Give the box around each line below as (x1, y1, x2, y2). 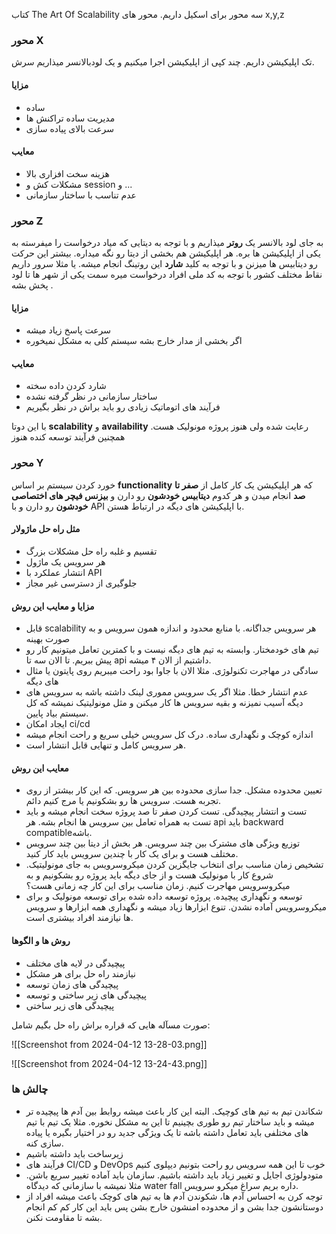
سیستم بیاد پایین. (25, 707, 89, 719)
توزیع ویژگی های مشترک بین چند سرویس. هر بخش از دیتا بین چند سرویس (25, 837, 301, 849)
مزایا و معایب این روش (11, 600, 95, 612)
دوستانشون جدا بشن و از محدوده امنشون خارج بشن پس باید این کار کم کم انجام (25, 1200, 324, 1213)
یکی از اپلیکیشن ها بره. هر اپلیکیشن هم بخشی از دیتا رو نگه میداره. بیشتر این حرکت (11, 247, 321, 259)
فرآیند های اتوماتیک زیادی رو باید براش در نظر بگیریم (25, 401, 221, 413)
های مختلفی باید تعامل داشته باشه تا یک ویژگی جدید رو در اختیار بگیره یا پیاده (25, 1126, 309, 1138)
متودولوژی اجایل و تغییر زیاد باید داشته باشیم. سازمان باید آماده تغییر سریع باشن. (25, 1169, 324, 1181)
